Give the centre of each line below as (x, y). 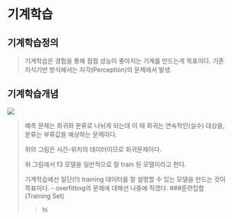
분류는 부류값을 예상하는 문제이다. (71, 134)
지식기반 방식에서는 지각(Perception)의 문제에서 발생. (98, 70)
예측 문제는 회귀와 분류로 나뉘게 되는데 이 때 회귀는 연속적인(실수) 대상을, (124, 125)
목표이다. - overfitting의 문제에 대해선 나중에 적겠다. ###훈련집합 (114, 188)
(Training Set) (44, 196)
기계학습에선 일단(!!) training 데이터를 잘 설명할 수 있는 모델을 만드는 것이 (125, 179)
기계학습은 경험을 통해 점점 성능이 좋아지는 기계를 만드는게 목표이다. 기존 (124, 61)
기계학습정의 (33, 43)
